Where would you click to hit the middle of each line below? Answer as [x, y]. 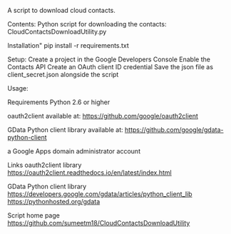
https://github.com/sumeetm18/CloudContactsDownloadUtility [99, 223]
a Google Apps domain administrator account [74, 151]
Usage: [18, 88]
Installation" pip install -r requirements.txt [68, 45]
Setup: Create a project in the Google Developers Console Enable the [109, 59]
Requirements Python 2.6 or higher [59, 102]
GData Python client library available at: [65, 130]
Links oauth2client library [45, 165]
